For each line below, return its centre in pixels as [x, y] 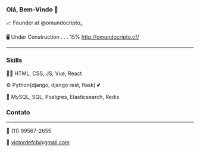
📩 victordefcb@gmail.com [38, 142]
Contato [18, 112]
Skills [14, 60]
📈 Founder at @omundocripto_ [45, 23]
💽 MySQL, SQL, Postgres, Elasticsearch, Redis [63, 97]
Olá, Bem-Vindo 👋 [32, 10]
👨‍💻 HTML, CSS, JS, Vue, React [44, 73]
